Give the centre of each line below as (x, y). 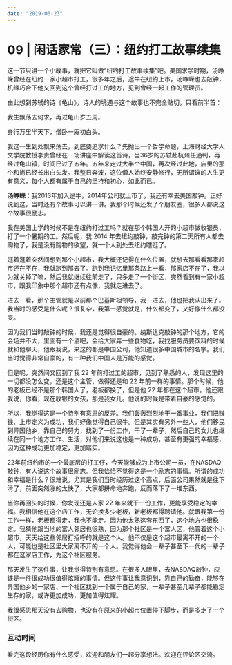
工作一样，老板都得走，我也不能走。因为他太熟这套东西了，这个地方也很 (110, 520)
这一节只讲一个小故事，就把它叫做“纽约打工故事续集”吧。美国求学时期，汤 (113, 70)
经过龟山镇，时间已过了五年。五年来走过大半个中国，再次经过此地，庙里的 (113, 164)
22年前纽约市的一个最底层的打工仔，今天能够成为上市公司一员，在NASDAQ (114, 462)
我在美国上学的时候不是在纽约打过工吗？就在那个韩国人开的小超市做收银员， (116, 227)
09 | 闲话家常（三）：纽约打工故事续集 (114, 50)
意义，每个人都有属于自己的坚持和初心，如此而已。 (86, 181)
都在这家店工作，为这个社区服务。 (56, 555)
